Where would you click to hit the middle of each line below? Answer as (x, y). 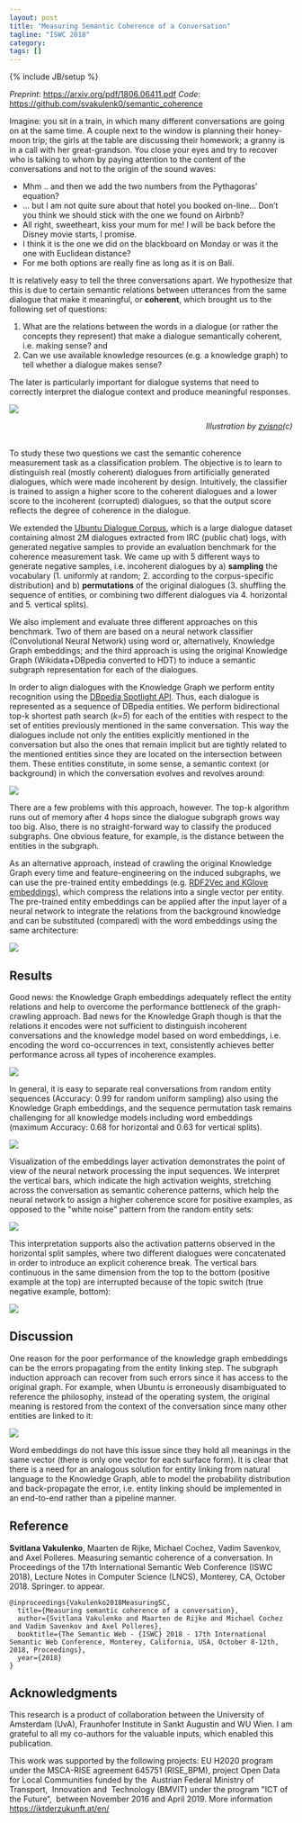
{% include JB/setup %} (54, 77)
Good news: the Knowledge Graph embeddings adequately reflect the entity (151, 997)
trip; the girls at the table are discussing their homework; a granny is (159, 140)
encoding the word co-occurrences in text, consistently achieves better (142, 1044)
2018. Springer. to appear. (57, 1586)
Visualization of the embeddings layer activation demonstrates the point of (147, 1161)
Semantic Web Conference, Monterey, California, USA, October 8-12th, (144, 1642)
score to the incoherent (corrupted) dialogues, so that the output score (140, 501)
